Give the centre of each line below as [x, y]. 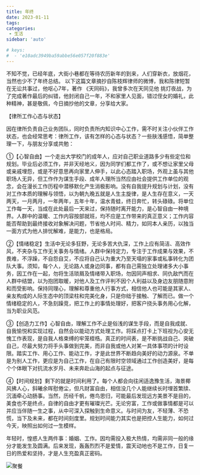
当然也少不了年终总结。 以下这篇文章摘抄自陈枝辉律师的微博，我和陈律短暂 [98, 81]
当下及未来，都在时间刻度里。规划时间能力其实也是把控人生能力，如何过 [105, 418]
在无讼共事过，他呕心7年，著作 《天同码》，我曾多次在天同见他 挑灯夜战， [96, 88]
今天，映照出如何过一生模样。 [43, 425]
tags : [13, 23]
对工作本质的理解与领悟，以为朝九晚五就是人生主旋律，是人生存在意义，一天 [100, 193]
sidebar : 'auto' [26, 39]
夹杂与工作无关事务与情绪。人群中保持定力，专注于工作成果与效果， [105, 251]
